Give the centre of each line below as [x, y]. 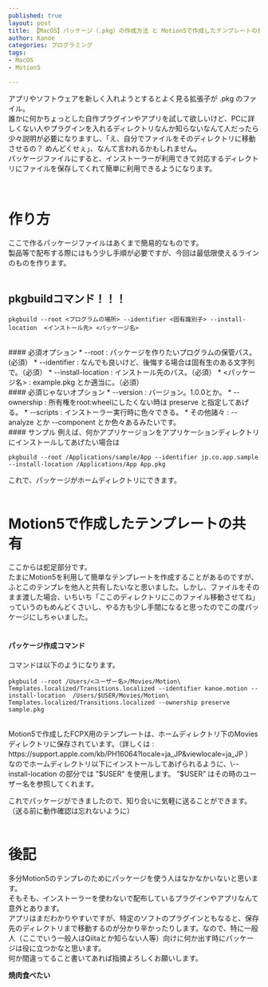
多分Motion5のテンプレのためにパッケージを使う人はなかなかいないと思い [130, 878]
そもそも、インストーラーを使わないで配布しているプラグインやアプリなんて [134, 898]
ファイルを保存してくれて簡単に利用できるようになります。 [119, 168]
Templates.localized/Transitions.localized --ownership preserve [119, 702]
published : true [35, 16]
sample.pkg [26, 709]
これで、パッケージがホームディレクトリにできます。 [95, 480]
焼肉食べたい [29, 975]
